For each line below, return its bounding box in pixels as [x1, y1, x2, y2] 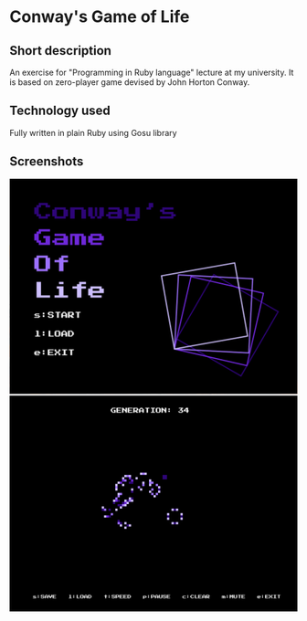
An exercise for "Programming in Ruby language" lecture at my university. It [9, 67, 294, 78]
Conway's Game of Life [9, 6, 190, 27]
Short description [9, 43, 112, 58]
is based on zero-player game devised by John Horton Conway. [9, 77, 250, 88]
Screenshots [9, 153, 84, 170]
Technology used [9, 103, 111, 119]
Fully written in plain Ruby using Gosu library [9, 127, 177, 138]
